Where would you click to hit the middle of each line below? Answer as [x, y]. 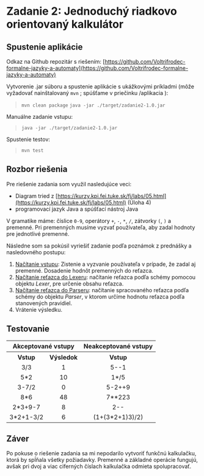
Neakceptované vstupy [118, 346]
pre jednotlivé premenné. [38, 233]
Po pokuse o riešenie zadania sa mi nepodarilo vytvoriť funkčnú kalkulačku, [101, 453]
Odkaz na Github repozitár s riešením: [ [56, 62]
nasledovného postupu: [36, 252]
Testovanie [28, 329]
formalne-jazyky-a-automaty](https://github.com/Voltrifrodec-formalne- [97, 68]
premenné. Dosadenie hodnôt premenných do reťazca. [84, 270]
